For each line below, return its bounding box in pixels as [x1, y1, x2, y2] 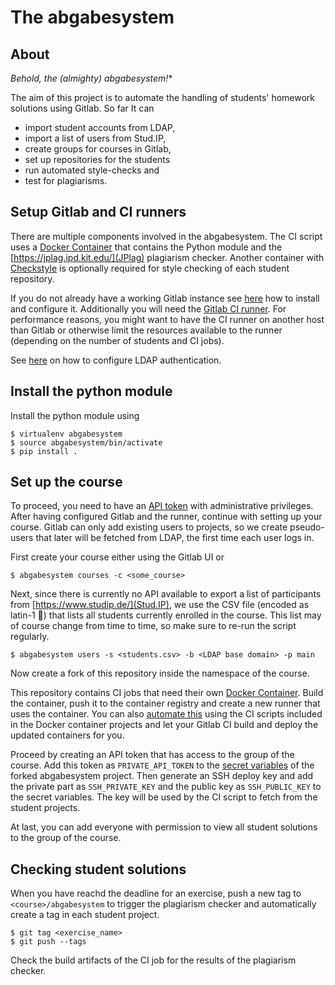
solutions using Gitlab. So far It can [10, 102, 155, 114]
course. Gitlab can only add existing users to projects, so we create [10, 521, 288, 533]
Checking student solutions [10, 861, 187, 878]
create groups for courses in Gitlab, [24, 143, 172, 155]
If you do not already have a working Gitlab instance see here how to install [10, 292, 320, 304]
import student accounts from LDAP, [24, 122, 176, 133]
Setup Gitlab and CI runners [10, 204, 187, 221]
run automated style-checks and [24, 164, 160, 176]
